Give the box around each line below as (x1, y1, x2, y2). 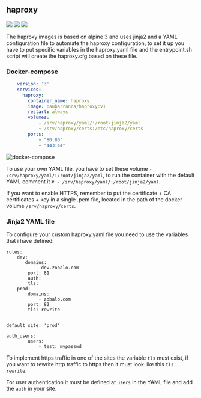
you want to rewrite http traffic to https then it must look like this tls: (6, 360, 177, 367)
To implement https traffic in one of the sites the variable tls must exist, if (6, 354, 189, 361)
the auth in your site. (6, 385, 57, 392)
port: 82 (28, 301, 50, 307)
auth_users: (6, 333, 36, 339)
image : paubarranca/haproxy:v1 (28, 103, 106, 109)
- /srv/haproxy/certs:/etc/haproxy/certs (38, 126, 144, 132)
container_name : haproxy (28, 97, 90, 104)
